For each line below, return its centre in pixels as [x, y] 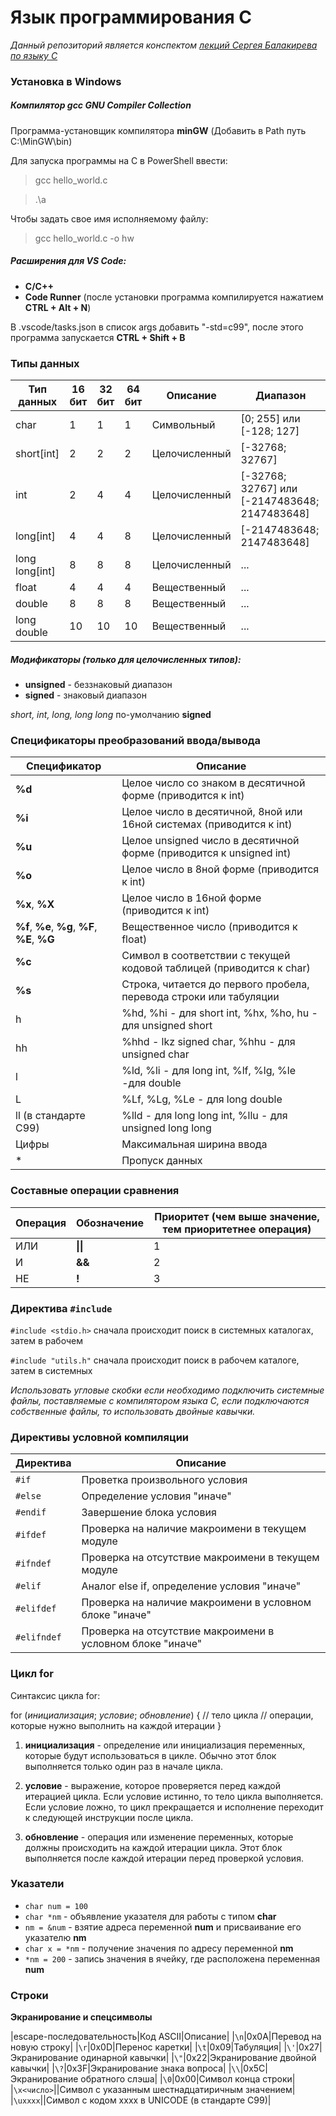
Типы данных [45, 363]
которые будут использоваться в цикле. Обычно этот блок [150, 1755]
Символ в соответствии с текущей [206, 956]
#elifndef [38, 1637]
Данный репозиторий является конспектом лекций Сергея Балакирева [164, 45]
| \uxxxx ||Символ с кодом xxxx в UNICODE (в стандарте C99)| [141, 2100]
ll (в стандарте [50, 1116]
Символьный [183, 425]
